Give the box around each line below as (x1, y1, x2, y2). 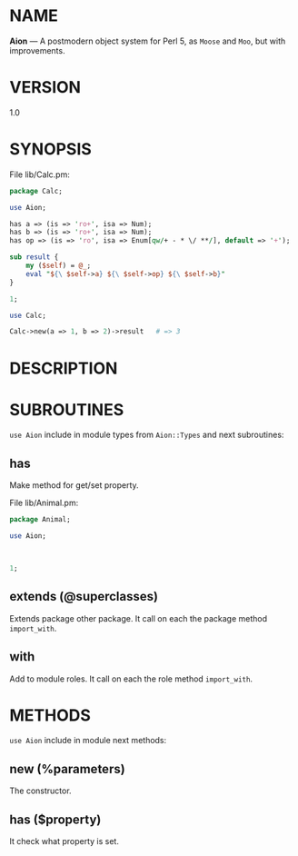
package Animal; (9, 515, 71, 524)
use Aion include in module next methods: (9, 735, 167, 746)
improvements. (9, 45, 65, 55)
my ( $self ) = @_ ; (25, 261, 92, 271)
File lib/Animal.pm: (9, 497, 79, 509)
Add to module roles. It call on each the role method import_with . (9, 673, 253, 684)
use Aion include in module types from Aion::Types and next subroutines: (9, 429, 284, 441)
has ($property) (9, 811, 102, 827)
